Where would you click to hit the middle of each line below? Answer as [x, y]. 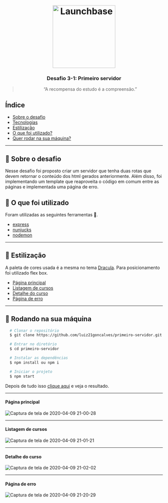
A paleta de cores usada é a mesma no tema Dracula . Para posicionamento [82, 268]
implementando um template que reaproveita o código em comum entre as [82, 182]
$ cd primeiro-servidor [34, 349]
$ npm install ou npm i [34, 362]
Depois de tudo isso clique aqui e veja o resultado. [57, 386]
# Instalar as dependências [39, 358]
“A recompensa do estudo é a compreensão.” [90, 89]
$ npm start [22, 376]
